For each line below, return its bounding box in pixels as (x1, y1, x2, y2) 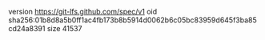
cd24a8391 (8, 24, 46, 33)
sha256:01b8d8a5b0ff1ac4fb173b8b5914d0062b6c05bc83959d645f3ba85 (8, 15, 258, 25)
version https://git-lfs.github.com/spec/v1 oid (8, 7, 158, 16)
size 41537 (46, 24, 82, 33)
